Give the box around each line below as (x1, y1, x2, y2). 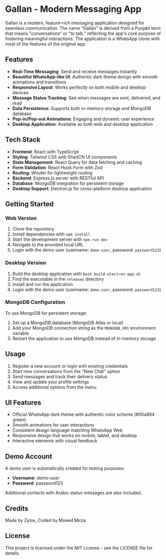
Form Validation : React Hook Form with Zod (12, 165, 103, 170)
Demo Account (5, 452, 53, 460)
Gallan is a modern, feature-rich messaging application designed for (5, 20, 145, 26)
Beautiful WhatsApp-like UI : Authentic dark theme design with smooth (12, 73, 158, 80)
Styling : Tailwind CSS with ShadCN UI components (12, 154, 117, 160)
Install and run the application (12, 281, 73, 287)
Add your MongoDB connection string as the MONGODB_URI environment (12, 325, 156, 331)
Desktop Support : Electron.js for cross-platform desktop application (12, 185, 152, 191)
